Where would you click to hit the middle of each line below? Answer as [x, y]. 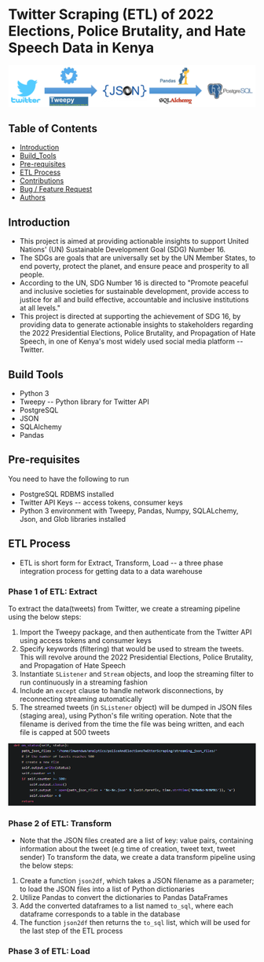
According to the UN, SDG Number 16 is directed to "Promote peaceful [134, 283]
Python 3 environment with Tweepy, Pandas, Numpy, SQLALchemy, [129, 510]
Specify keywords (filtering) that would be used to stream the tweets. [132, 648]
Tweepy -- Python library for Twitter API [84, 402]
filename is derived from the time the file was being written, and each [132, 724]
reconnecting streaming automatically [81, 699]
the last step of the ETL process [71, 931]
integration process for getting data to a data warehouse [111, 571]
